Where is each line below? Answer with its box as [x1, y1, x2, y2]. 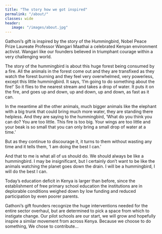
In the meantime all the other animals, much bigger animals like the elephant [5, 104, 157, 109]
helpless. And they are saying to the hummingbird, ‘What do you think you [5, 114, 152, 120]
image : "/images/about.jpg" [11, 25, 68, 30]
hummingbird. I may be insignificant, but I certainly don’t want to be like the [5, 158, 155, 164]
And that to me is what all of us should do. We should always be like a [5, 153, 144, 159]
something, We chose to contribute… [5, 223, 79, 229]
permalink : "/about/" [5, 12, 49, 16]
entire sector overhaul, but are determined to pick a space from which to [5, 208, 150, 214]
